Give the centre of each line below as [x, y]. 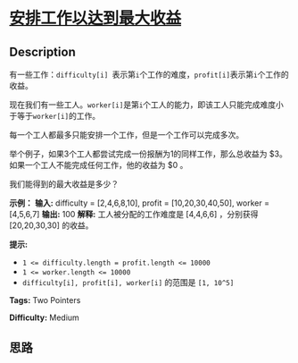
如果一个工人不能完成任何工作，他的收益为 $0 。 [99, 165]
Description [42, 51]
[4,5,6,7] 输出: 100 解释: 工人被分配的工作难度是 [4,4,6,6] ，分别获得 [134, 214]
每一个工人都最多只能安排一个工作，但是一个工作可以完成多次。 [126, 135]
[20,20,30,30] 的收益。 [51, 225]
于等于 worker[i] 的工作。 [55, 116]
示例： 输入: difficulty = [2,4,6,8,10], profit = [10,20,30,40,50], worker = [140, 203]
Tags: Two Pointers [45, 300]
